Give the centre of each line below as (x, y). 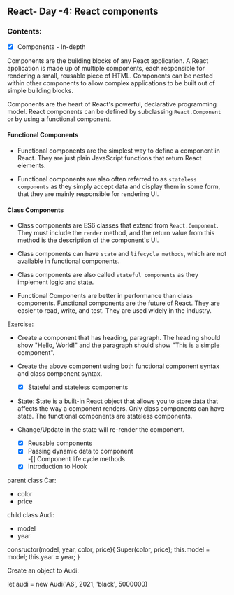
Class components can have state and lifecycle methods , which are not (122, 254)
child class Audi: (31, 515)
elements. (32, 165)
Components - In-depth (51, 47)
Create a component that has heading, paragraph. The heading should (119, 338)
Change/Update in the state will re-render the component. (101, 430)
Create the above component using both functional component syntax (118, 366)
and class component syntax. (60, 374)
